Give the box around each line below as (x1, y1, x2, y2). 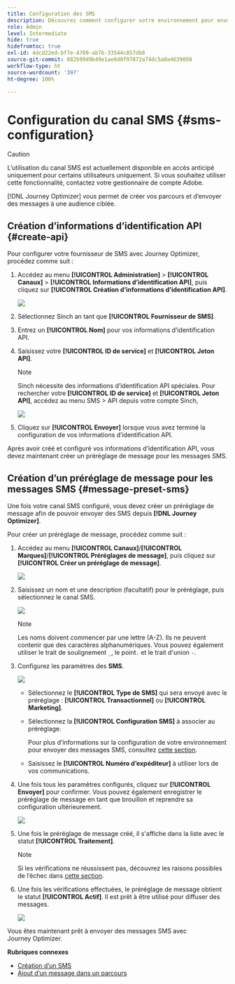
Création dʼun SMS (17, 961, 72, 969)
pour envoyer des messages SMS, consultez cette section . (27, 745, 198, 754)
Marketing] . (27, 703, 63, 712)
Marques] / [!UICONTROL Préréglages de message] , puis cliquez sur (17, 551, 215, 559)
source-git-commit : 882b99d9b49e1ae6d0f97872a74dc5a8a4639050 (7, 56, 192, 63)
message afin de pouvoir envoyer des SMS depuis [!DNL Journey (7, 509, 197, 517)
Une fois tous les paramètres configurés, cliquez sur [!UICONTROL (17, 780, 211, 788)
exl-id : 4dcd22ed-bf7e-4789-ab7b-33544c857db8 (7, 50, 145, 57)
